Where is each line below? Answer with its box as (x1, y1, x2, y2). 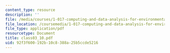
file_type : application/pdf (5, 26, 65, 31)
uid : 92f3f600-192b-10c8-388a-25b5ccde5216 (5, 40, 99, 45)
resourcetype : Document (5, 31, 56, 36)
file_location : (5, 21, 37, 27)
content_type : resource (5, 7, 56, 13)
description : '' (5, 12, 39, 17)
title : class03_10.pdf (5, 36, 53, 41)
